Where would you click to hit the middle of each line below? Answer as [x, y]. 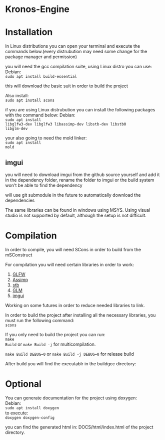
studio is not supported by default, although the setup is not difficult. [76, 215]
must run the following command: [40, 320]
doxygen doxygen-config [30, 417]
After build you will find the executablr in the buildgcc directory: [71, 363]
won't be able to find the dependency [44, 185]
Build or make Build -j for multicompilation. [50, 344]
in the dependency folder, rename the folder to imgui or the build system [80, 180]
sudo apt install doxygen [32, 408]
